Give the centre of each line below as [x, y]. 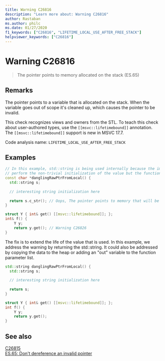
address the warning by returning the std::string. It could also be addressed [82, 247]
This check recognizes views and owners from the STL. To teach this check [82, 122]
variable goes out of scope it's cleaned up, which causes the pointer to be [80, 107]
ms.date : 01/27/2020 [26, 28]
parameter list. [20, 257]
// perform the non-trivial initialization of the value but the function [83, 173]
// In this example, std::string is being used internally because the [80, 169]
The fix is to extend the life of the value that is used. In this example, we [78, 242]
